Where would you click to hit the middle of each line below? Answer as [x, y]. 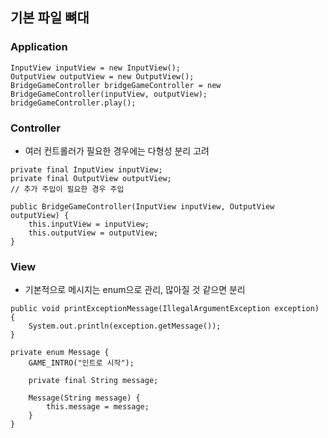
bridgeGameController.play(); [73, 103]
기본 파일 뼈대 [50, 18]
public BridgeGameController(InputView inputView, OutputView [142, 206]
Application [39, 47]
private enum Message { [60, 353]
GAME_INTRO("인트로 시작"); [81, 363]
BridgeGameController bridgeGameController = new [116, 85]
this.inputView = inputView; [89, 224]
